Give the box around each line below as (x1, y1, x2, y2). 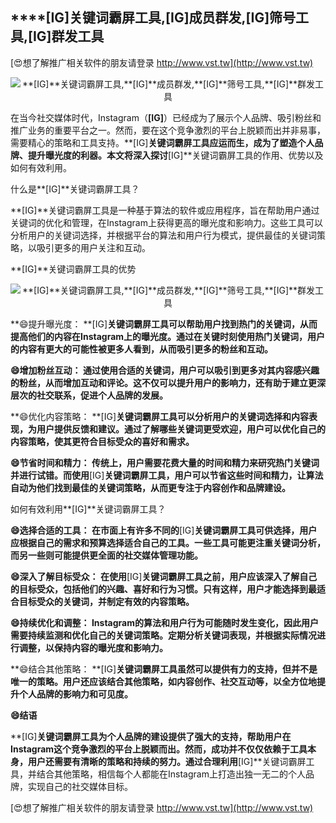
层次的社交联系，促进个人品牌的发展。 (10, 389, 168, 401)
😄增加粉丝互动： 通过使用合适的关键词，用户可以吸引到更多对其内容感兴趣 (10, 364, 320, 376)
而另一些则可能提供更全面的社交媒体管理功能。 (10, 549, 203, 561)
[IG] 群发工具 (28, 28, 105, 45)
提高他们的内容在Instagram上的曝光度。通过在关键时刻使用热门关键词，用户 (10, 330, 326, 342)
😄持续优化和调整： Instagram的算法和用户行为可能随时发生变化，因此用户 (10, 616, 319, 628)
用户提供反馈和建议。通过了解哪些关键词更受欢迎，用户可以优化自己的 (36, 423, 326, 435)
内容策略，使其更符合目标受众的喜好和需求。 (10, 435, 195, 447)
